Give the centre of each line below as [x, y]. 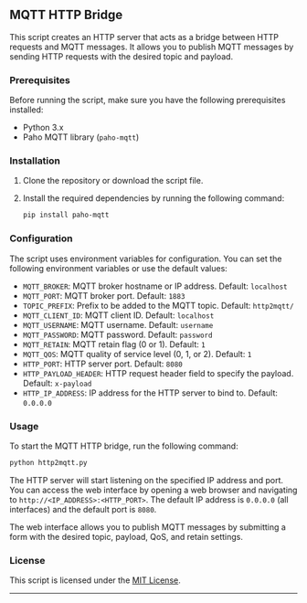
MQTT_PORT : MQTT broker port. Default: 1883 [104, 295]
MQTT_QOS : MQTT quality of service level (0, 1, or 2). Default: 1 [137, 354]
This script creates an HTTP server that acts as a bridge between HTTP [144, 37]
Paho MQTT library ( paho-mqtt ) [81, 137]
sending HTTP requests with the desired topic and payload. [122, 56]
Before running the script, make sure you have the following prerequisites [148, 100]
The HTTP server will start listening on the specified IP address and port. [147, 480]
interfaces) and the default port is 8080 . [83, 509]
